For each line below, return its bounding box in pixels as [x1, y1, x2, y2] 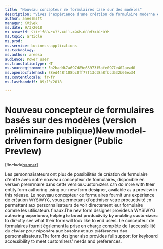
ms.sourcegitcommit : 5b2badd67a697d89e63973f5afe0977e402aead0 [5, 66, 136, 71]
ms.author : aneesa [5, 52, 42, 57]
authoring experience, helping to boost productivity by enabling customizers [5, 212, 158, 218]
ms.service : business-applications [5, 43, 77, 48]
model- [116, 125, 147, 136]
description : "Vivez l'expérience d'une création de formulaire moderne [5, 12, 155, 17]
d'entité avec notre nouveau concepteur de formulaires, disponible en [5, 176, 145, 182]
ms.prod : [5, 39, 23, 44]
